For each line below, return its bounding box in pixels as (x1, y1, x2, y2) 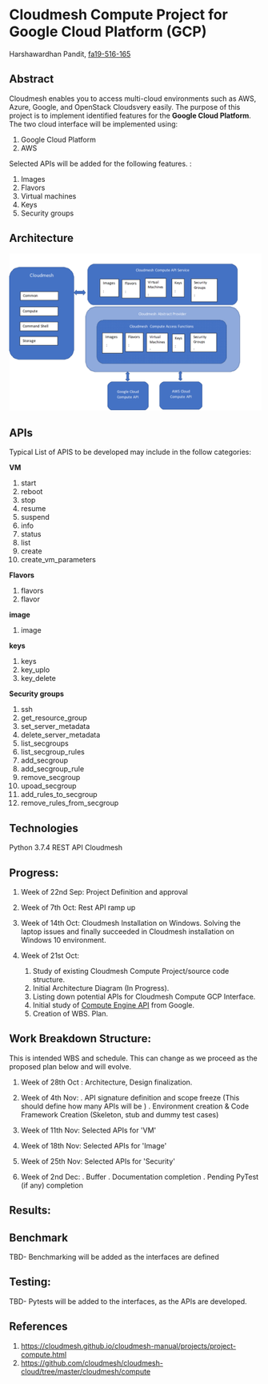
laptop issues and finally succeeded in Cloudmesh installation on (20, 927, 235, 936)
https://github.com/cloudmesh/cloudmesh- (20, 1358, 163, 1367)
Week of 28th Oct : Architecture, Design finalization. (20, 1077, 193, 1087)
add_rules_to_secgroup (20, 790, 98, 799)
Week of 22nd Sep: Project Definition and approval (20, 887, 189, 897)
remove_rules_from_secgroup (20, 799, 119, 808)
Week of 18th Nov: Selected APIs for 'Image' (20, 1141, 167, 1150)
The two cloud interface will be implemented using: (9, 119, 178, 129)
